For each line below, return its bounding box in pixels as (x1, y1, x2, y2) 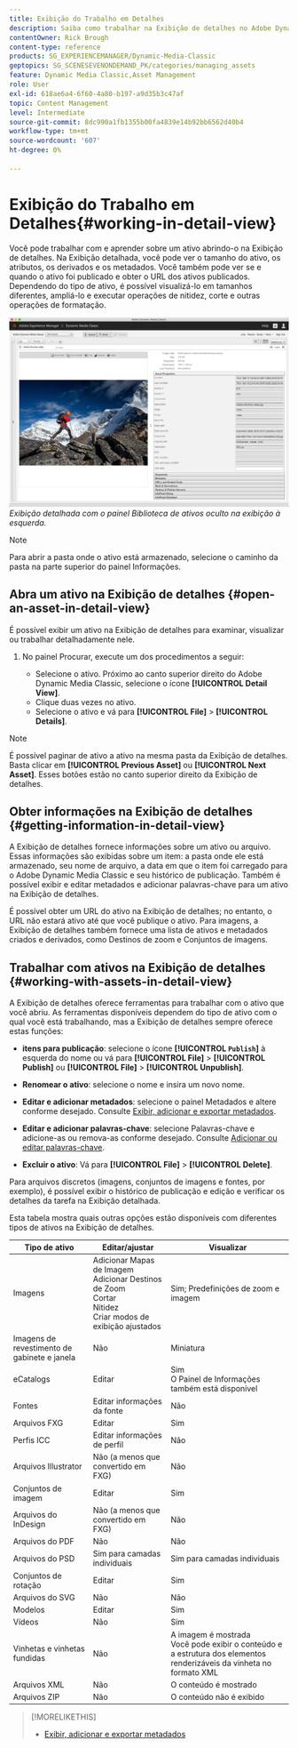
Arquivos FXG (12, 1417, 64, 1428)
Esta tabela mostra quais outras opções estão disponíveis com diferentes (9, 1213, 278, 1223)
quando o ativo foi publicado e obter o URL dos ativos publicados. (9, 271, 251, 282)
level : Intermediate (9, 108, 86, 117)
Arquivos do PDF (12, 1536, 75, 1547)
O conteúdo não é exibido (170, 1692, 264, 1703)
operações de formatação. (9, 299, 106, 310)
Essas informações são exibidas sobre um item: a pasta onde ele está (9, 851, 264, 862)
